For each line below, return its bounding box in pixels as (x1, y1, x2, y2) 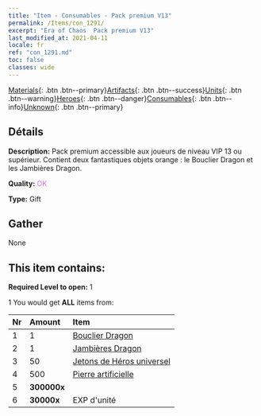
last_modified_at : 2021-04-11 (8, 33, 109, 42)
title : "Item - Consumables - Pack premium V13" (8, 11, 172, 20)
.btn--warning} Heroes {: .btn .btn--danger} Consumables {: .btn (8, 93, 212, 103)
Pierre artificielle (72, 369, 134, 380)
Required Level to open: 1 (8, 282, 93, 292)
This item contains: (8, 261, 106, 274)
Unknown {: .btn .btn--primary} (23, 102, 124, 111)
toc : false (8, 56, 44, 64)
